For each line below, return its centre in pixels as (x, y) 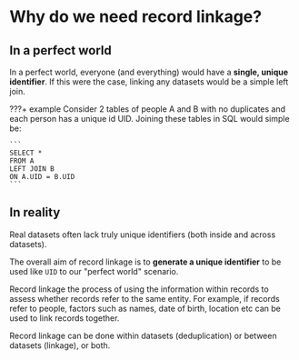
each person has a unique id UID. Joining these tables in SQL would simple (149, 119)
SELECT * (26, 153)
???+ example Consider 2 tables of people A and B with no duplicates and (148, 109)
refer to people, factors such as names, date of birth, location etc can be (145, 308)
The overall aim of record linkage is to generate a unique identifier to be (145, 262)
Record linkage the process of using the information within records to (140, 289)
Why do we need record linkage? (135, 17)
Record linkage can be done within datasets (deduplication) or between (143, 335)
